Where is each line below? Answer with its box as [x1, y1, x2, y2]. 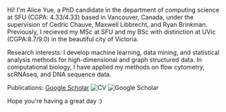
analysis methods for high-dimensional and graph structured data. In [7, 56, 202, 64]
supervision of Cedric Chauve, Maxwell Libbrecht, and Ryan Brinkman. [7, 21, 208, 28]
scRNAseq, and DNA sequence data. [7, 70, 112, 78]
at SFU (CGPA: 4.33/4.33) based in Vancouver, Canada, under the [7, 13, 194, 21]
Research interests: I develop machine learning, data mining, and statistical [7, 48, 220, 56]
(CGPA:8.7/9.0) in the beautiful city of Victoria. [7, 35, 139, 43]
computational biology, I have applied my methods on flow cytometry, [7, 63, 205, 71]
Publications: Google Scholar [7, 84, 90, 91]
